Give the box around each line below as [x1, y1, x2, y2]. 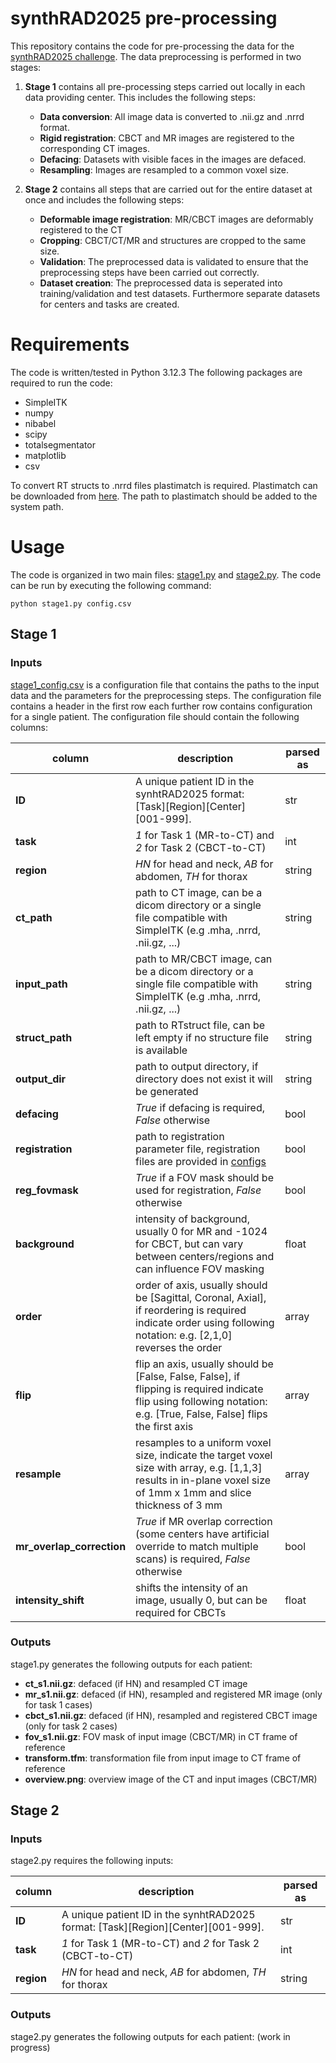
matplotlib [24, 449, 67, 461]
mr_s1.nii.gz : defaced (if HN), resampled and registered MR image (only [24, 1688, 323, 1700]
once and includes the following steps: [24, 193, 185, 206]
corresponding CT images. [39, 142, 150, 154]
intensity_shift [15, 1593, 85, 1607]
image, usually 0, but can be [135, 1593, 268, 1607]
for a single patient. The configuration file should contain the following [10, 710, 300, 722]
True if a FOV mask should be [135, 1170, 274, 1184]
